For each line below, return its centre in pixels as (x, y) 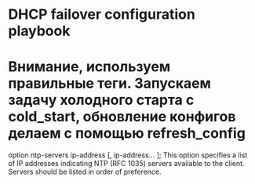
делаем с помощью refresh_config (127, 133)
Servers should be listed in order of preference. (85, 172)
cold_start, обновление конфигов (122, 117)
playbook (39, 31)
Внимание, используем (89, 67)
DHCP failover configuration (102, 14)
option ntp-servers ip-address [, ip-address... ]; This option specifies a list (128, 155)
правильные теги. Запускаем (110, 83)
